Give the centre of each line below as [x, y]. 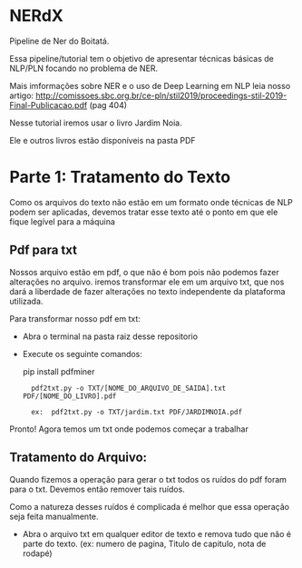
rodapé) [37, 553]
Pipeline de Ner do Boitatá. [59, 41]
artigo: [22, 95]
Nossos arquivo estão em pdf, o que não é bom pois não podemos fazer [144, 272]
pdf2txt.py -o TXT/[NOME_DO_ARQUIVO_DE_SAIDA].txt [129, 388]
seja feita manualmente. [54, 516]
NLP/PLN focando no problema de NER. [84, 68]
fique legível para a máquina [63, 221]
